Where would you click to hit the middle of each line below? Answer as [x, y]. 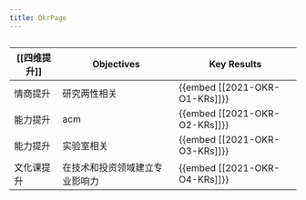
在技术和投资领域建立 [108, 167]
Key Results [235, 65]
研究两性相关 [90, 94]
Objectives [117, 65]
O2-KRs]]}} [204, 125]
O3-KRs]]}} [204, 151]
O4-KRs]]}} [204, 180]
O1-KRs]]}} [204, 99]
